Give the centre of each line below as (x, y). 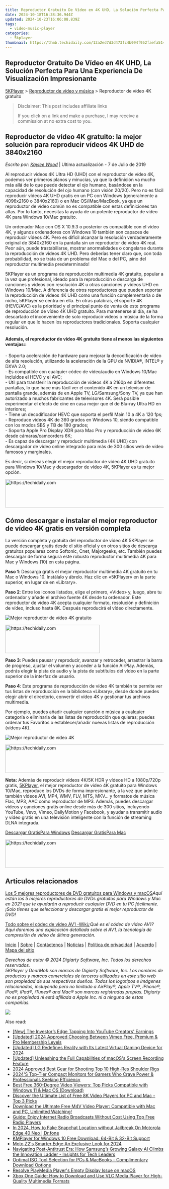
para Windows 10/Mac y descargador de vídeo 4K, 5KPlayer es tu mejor (80, 467)
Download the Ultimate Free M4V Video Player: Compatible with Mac (84, 1107)
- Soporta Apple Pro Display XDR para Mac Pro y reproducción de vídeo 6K (83, 430)
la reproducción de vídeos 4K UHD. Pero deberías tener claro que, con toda (83, 253)
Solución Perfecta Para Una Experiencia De (74, 71)
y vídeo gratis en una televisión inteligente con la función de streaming (78, 817)
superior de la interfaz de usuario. (40, 676)
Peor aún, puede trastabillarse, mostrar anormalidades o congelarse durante (84, 248)
